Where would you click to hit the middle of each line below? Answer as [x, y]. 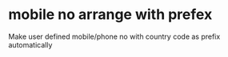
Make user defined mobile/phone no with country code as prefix [114, 36]
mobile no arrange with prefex [110, 15]
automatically [30, 44]
